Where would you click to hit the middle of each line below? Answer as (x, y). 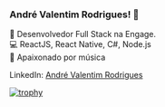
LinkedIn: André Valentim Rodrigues (76, 75)
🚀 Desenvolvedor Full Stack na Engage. (83, 34)
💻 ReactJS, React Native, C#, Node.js (80, 44)
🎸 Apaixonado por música (58, 57)
